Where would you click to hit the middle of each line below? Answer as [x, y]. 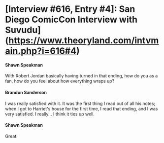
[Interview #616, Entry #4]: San [70, 9]
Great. [12, 136]
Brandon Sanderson [26, 92]
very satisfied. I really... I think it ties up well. [50, 114]
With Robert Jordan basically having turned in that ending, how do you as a [82, 76]
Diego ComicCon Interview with [71, 19]
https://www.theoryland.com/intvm [84, 41]
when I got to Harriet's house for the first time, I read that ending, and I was [82, 108]
